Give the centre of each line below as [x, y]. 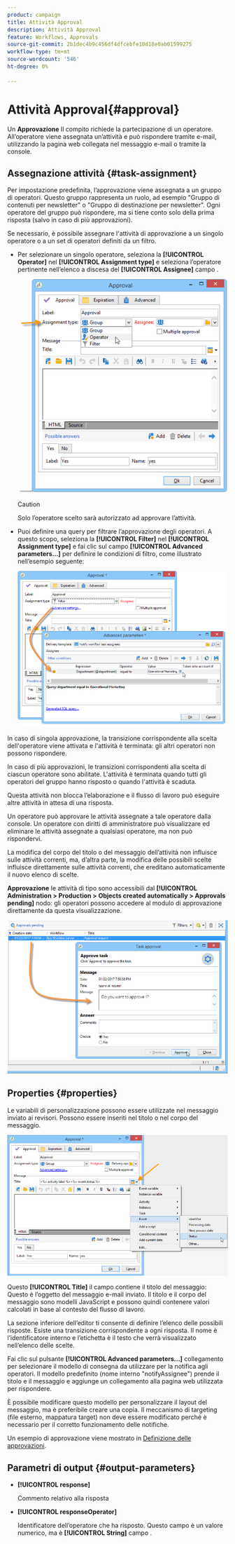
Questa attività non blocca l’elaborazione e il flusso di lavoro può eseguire [114, 795]
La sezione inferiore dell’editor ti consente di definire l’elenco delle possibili [115, 1323]
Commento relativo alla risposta [63, 1498]
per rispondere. [30, 1389]
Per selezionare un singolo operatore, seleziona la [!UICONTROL [111, 255]
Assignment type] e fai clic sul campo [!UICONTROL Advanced [110, 546]
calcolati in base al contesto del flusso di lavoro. [76, 1309]
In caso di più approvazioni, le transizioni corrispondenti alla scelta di [107, 767]
